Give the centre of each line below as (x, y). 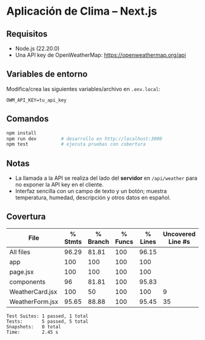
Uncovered (179, 234)
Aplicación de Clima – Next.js (82, 11)
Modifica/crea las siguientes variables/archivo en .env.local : (83, 89)
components (27, 281)
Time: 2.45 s (33, 332)
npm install (21, 133)
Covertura (26, 217)
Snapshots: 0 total (34, 327)
